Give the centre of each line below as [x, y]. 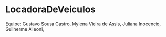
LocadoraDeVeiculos [50, 10]
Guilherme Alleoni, [25, 29]
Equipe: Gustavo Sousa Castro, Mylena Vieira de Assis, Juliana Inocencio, [83, 24]
